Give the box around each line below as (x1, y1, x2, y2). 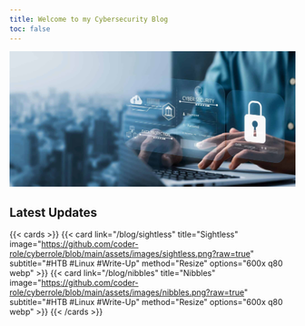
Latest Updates (9, 205, 98, 220)
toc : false (9, 24, 51, 34)
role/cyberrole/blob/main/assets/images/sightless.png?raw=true (9, 249, 251, 260)
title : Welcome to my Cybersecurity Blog (9, 15, 169, 24)
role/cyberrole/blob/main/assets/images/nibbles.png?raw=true (9, 287, 245, 298)
